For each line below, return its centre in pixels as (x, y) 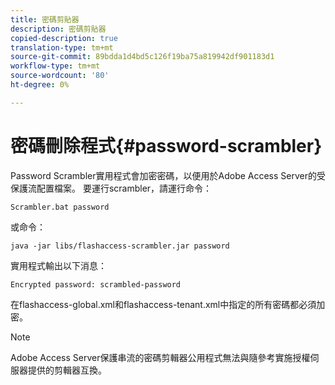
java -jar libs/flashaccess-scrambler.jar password (120, 246)
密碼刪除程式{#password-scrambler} (166, 145)
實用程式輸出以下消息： (58, 265)
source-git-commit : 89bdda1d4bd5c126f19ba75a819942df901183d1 (142, 57)
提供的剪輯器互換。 (67, 370)
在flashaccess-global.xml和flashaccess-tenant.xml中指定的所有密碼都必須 (163, 304)
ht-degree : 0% (40, 85)
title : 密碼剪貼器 (45, 19)
